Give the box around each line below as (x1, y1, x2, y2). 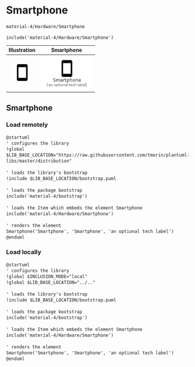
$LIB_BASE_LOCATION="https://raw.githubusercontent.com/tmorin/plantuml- (6, 152, 190, 158)
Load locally (6, 248, 42, 256)
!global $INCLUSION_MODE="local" (6, 274, 88, 280)
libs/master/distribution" (6, 158, 72, 164)
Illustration (8, 46, 36, 53)
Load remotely (6, 120, 49, 129)
